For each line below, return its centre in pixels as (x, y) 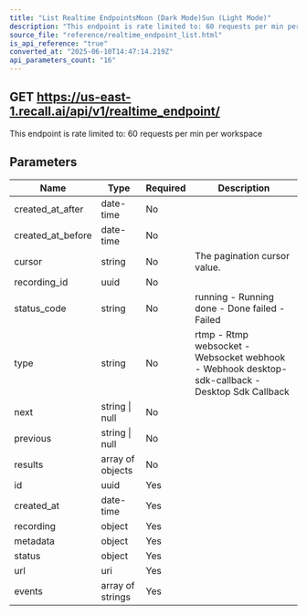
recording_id (41, 282)
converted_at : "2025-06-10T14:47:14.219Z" (91, 52)
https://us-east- (84, 97)
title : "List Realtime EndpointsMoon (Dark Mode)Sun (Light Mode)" (141, 18)
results (29, 464)
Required (166, 188)
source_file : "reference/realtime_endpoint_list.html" (116, 35)
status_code (40, 308)
